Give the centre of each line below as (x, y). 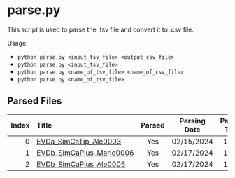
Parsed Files (35, 101)
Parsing (193, 121)
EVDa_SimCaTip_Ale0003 (79, 141)
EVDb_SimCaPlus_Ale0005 (81, 164)
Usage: (17, 43)
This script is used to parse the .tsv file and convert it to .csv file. (101, 29)
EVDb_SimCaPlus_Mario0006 (85, 153)
